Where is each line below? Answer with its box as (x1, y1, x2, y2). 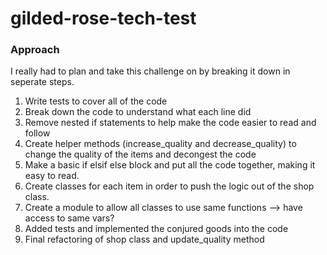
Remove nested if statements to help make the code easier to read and (24, 117, 317, 129)
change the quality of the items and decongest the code (24, 148, 257, 161)
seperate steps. (10, 76, 75, 88)
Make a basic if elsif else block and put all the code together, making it (24, 159, 316, 171)
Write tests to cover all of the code (24, 95, 168, 107)
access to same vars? (24, 212, 115, 224)
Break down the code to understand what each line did (24, 106, 252, 118)
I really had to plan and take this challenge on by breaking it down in (10, 65, 291, 77)
